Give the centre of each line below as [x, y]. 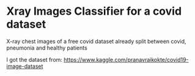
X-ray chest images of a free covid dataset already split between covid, [96, 41]
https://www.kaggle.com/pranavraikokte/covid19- [126, 59]
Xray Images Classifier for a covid [94, 11]
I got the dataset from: [35, 59]
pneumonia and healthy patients [47, 48]
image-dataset [25, 66]
